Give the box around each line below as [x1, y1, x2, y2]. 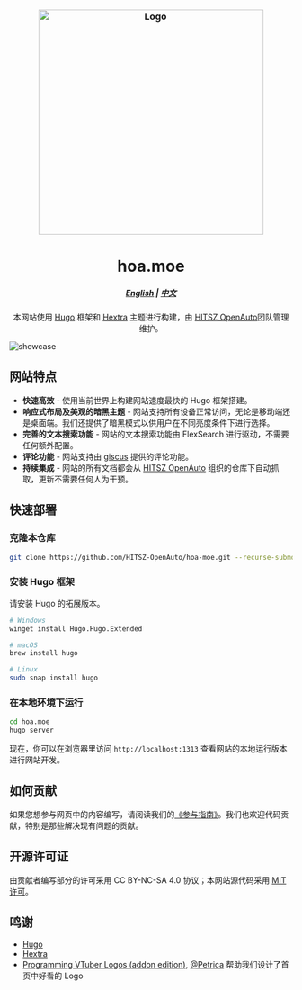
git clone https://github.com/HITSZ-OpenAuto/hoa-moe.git [9, 553, 231, 562]
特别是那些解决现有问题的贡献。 [24, 820, 144, 831]
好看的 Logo [38, 970, 84, 981]
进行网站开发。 [9, 754, 65, 765]
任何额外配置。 [22, 439, 78, 450]
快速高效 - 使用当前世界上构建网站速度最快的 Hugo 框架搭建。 [22, 394, 253, 405]
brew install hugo [9, 649, 78, 658]
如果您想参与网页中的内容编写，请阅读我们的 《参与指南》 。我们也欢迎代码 [9, 808, 281, 819]
